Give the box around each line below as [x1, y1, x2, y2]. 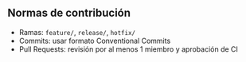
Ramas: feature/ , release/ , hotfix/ [18, 27, 136, 37]
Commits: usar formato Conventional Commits [18, 36, 171, 45]
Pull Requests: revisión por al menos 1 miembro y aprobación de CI [18, 44, 238, 54]
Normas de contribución [7, 6, 131, 20]
